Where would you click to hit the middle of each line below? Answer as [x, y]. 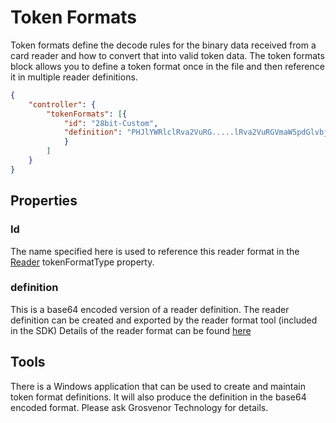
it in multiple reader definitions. [74, 77]
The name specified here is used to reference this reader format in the [155, 251]
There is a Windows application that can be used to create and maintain [158, 386]
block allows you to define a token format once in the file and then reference [167, 66]
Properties [44, 201]
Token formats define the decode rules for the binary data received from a [163, 45]
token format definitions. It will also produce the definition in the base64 [158, 397]
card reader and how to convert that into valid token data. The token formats [167, 55]
